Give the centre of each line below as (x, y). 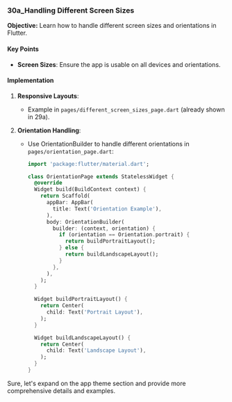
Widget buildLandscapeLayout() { (82, 338)
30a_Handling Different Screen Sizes (71, 10)
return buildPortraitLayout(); (110, 241)
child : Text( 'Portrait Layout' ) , (95, 312)
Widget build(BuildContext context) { (90, 190)
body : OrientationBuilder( (85, 222)
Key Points (23, 49)
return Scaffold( (65, 196)
